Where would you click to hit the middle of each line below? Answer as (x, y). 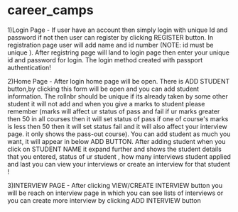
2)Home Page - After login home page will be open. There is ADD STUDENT (119, 81)
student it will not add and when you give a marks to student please (106, 104)
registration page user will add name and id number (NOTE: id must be (110, 45)
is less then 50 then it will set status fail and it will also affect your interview (117, 126)
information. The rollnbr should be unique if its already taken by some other (118, 96)
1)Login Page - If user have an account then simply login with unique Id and (118, 30)
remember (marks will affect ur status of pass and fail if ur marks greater (114, 111)
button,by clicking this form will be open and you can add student (103, 89)
